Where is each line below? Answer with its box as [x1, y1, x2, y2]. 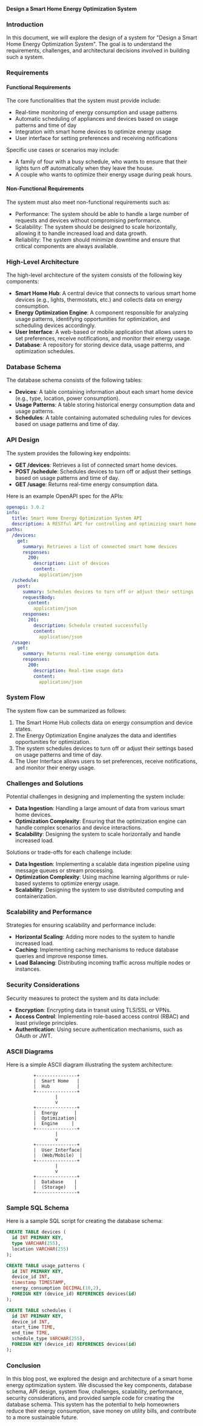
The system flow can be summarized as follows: [6, 707, 127, 714]
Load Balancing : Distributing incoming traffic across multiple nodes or [15, 959, 191, 967]
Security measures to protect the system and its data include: [6, 995, 160, 1002]
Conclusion [6, 1361, 41, 1370]
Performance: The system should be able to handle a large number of [15, 210, 189, 217]
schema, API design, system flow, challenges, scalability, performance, [6, 1388, 184, 1395]
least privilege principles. [15, 1019, 78, 1026]
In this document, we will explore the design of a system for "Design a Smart [6, 34, 198, 41]
